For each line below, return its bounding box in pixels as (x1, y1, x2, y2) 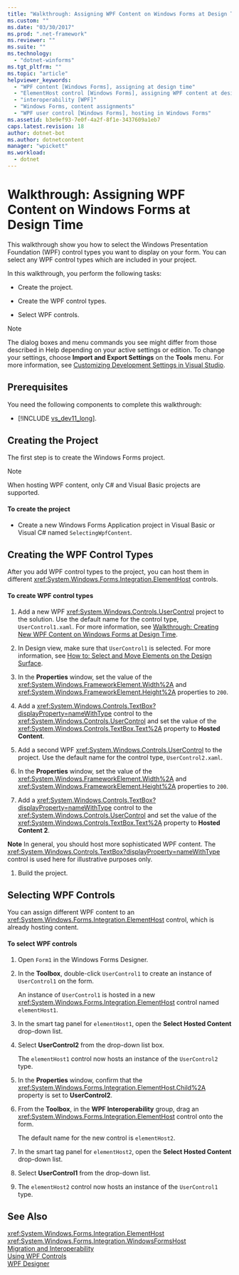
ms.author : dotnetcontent (7, 136, 84, 143)
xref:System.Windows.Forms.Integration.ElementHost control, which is (7, 915, 215, 924)
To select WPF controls (7, 939, 78, 948)
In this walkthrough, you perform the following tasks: (7, 269, 162, 277)
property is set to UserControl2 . (17, 1091, 112, 1099)
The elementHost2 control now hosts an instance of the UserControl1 (17, 1182, 218, 1191)
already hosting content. (7, 923, 79, 932)
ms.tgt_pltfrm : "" (7, 63, 62, 70)
